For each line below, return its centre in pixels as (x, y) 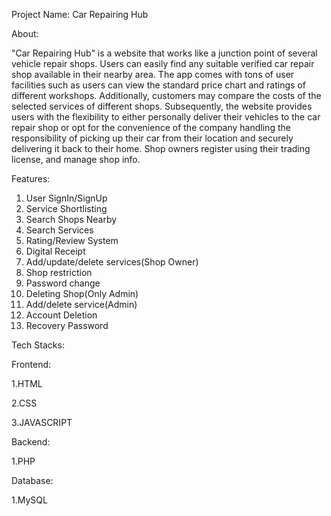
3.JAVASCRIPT (42, 422)
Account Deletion (61, 315)
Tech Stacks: (38, 345)
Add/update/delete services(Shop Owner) (112, 262)
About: (25, 33)
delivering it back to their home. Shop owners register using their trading (161, 148)
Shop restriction (59, 272)
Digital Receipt (55, 251)
